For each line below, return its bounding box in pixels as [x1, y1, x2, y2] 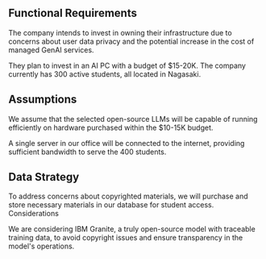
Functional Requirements [8, 6, 137, 20]
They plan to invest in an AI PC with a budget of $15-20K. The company [8, 61, 246, 70]
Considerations [8, 209, 59, 219]
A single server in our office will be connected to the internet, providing [8, 138, 245, 148]
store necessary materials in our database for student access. [8, 200, 214, 210]
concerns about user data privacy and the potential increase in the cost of [8, 36, 255, 46]
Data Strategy [8, 170, 80, 184]
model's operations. [8, 241, 75, 251]
